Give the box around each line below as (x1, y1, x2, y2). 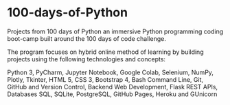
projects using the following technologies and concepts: (7, 55, 166, 63)
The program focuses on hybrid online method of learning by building (7, 48, 204, 56)
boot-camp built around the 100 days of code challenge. (7, 34, 166, 42)
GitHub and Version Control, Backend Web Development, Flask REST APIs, (7, 82, 218, 91)
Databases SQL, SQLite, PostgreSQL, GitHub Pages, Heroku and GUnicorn (7, 90, 218, 98)
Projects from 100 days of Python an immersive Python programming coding (7, 27, 224, 35)
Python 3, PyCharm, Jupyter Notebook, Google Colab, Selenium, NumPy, (7, 68, 214, 76)
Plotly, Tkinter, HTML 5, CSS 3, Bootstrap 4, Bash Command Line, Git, (7, 75, 204, 83)
